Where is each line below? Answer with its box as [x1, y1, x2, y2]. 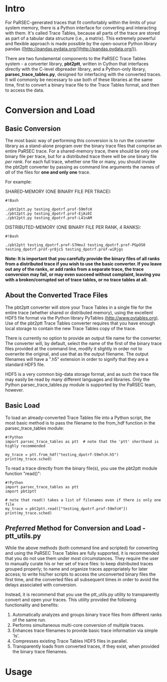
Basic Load [5, 401, 40, 410]
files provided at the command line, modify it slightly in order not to [5, 345, 143, 351]
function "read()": [5, 470, 41, 476]
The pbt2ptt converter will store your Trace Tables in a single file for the [5, 304, 153, 310]
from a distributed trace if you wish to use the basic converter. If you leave [5, 260, 162, 266]
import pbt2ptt [5, 489, 37, 494]
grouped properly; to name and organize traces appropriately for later [5, 566, 148, 572]
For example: [5, 178, 32, 184]
